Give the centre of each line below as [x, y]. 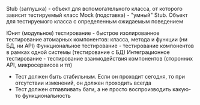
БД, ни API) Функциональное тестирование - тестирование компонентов [100, 46]
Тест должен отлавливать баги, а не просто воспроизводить [93, 89]
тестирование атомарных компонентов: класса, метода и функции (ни [97, 39]
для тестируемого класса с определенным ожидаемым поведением [95, 21]
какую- [181, 89]
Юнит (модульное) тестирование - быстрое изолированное [83, 33]
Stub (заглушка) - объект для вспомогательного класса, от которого [95, 9]
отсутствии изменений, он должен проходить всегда [83, 83]
